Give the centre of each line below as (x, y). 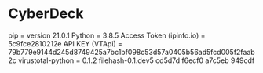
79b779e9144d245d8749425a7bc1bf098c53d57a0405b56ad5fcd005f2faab (131, 52)
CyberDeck (46, 14)
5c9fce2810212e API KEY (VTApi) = (66, 43)
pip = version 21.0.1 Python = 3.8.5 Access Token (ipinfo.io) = (107, 35)
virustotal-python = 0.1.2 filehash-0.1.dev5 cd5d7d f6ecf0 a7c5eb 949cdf (137, 60)
